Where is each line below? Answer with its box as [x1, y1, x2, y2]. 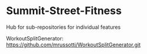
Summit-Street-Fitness [6, 4, 122, 18]
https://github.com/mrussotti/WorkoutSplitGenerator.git [6, 41, 141, 48]
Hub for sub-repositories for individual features [6, 23, 121, 31]
